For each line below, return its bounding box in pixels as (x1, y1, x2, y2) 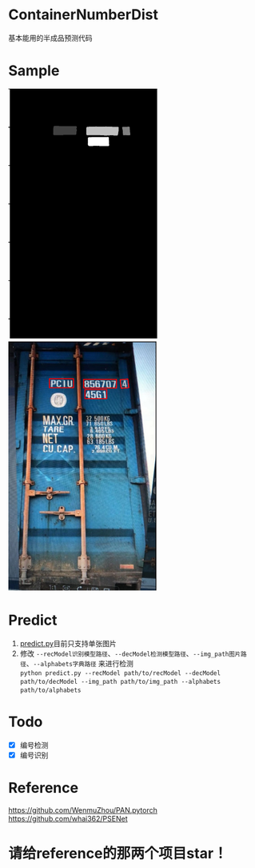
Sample (8, 62, 60, 80)
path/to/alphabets (19, 686, 82, 694)
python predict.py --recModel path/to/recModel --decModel (19, 669, 221, 677)
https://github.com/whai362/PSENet (8, 814, 128, 823)
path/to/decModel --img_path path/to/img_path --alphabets (19, 677, 221, 685)
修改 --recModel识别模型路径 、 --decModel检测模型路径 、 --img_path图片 (19, 649, 241, 658)
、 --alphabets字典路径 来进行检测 (26, 658, 133, 668)
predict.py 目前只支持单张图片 (19, 638, 118, 648)
